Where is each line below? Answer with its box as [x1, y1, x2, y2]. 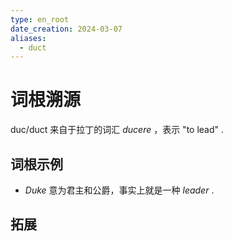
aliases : [10, 33, 47, 43]
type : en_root [10, 14, 70, 25]
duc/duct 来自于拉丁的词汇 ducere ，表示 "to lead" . [10, 124, 225, 136]
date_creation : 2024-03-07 [10, 24, 123, 34]
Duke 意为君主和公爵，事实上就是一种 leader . [24, 184, 215, 196]
